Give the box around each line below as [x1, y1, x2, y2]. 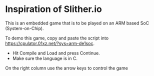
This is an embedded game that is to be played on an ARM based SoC [5, 20, 149, 26]
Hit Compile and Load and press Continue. [12, 50, 100, 56]
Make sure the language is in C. [12, 55, 78, 61]
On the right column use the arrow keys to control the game [5, 65, 128, 71]
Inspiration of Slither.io [5, 3, 102, 15]
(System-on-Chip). [5, 25, 44, 31]
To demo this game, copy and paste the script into [5, 35, 109, 41]
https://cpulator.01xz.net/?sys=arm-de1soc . [5, 40, 95, 46]
